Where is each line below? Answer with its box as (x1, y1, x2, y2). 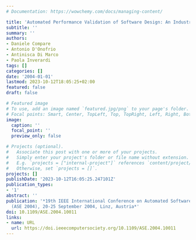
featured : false (6, 84, 45, 91)
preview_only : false (11, 133, 61, 139)
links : (6, 214, 22, 220)
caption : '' (11, 122, 41, 128)
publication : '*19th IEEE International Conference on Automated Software (6, 198, 192, 204)
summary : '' (6, 30, 35, 36)
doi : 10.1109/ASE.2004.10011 (6, 209, 77, 215)
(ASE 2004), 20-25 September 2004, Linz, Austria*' (11, 203, 140, 210)
